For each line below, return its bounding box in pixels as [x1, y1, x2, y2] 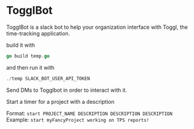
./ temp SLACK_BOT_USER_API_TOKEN [6, 76, 90, 82]
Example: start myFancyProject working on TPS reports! [6, 116, 149, 123]
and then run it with [6, 64, 55, 71]
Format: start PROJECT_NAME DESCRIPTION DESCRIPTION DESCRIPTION [6, 109, 173, 117]
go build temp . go [6, 53, 50, 59]
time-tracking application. [6, 29, 70, 37]
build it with [6, 41, 35, 49]
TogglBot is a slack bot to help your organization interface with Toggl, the [6, 23, 188, 31]
